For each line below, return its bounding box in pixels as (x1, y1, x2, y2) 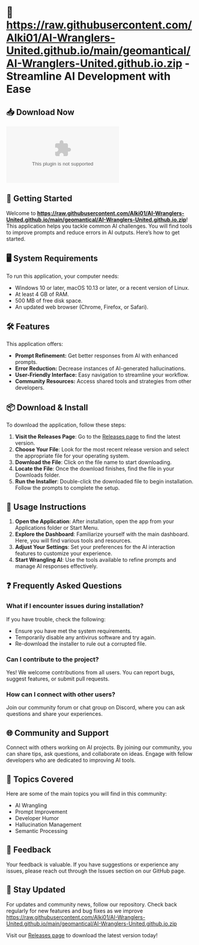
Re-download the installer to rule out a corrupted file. (14, 640, 147, 647)
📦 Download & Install (6, 402, 88, 412)
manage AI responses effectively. (14, 563, 98, 570)
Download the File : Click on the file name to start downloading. (14, 459, 172, 466)
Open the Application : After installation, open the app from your (14, 518, 174, 525)
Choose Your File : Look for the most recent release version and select (14, 446, 189, 453)
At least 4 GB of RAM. (14, 290, 69, 298)
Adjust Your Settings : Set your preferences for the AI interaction (14, 544, 176, 551)
